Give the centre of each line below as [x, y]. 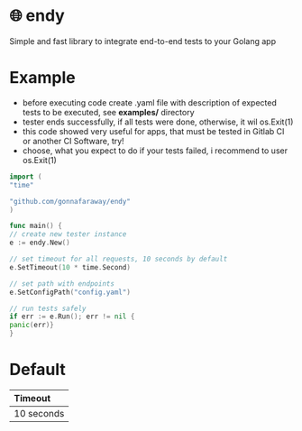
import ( [26, 177]
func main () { [36, 226]
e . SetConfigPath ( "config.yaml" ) [70, 292]
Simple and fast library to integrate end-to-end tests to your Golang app [143, 41]
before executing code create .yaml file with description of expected [149, 102]
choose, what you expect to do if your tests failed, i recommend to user [155, 151]
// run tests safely [48, 308]
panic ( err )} [32, 326]
